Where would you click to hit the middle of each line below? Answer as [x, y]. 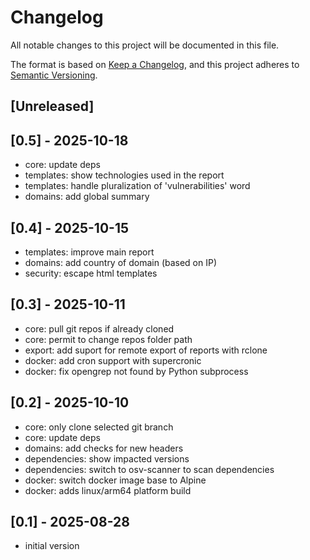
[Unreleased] [52, 106]
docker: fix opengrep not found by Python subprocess [136, 371]
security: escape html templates [91, 273]
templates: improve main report [89, 252]
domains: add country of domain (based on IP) [121, 262]
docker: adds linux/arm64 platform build [108, 490]
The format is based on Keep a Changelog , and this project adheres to [155, 64]
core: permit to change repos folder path [108, 339]
